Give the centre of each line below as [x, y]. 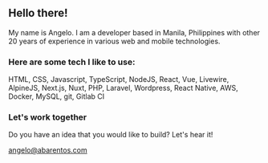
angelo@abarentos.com [48, 150]
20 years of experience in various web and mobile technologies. [114, 41]
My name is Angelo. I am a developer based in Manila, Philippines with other [134, 32]
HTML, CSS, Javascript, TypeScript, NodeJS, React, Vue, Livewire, [119, 79]
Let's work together [48, 117]
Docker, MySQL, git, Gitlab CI [57, 96]
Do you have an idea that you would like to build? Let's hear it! [111, 135]
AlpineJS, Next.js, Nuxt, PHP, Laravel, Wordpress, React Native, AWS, [123, 88]
